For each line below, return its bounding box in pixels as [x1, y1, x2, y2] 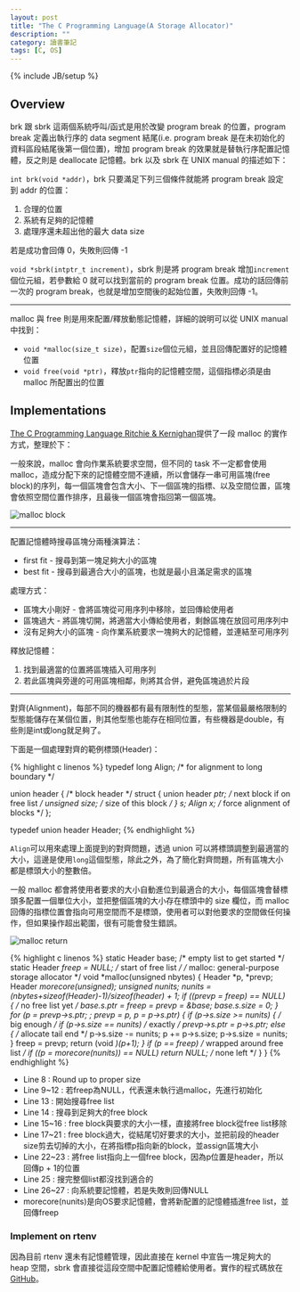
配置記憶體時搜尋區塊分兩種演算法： [10, 536, 143, 546]
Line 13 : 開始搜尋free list [22, 1095, 115, 1106]
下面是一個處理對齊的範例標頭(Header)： [10, 743, 160, 754]
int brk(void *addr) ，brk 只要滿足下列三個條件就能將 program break [10, 173, 266, 184]
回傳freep [22, 1206, 59, 1217]
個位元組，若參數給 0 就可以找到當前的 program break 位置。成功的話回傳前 [10, 274, 288, 285]
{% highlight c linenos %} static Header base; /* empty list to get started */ [10, 953, 285, 963]
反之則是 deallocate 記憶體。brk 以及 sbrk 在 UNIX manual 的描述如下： [25, 154, 288, 165]
